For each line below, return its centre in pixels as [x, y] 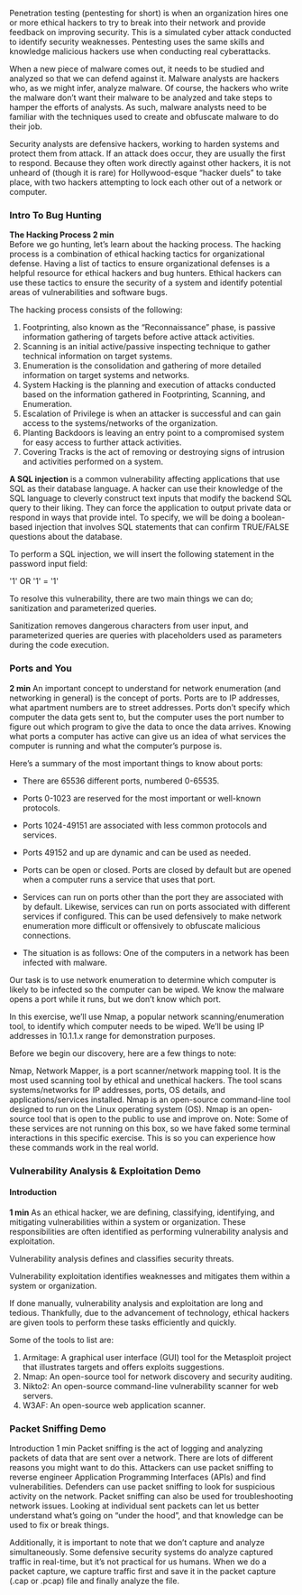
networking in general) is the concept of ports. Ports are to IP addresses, [145, 698]
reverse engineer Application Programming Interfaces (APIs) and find [138, 1477]
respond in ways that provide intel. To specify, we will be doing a [129, 517]
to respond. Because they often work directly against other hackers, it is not [150, 163]
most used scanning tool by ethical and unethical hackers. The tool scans [146, 1080]
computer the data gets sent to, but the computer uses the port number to [147, 717]
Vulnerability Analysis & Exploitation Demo [105, 1171]
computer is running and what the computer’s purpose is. [116, 746]
